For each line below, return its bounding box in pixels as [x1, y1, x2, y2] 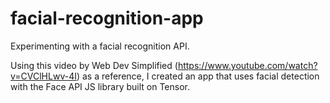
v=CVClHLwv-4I [10, 70, 77, 82]
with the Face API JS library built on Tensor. [10, 80, 191, 92]
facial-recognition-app [10, 7, 204, 30]
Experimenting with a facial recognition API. [10, 40, 190, 52]
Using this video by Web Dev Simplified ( [10, 59, 178, 71]
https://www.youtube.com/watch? [177, 59, 318, 71]
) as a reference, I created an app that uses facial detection [76, 70, 320, 82]
